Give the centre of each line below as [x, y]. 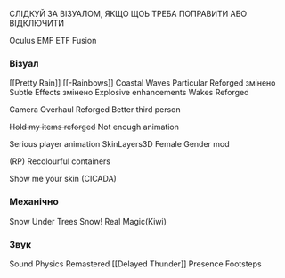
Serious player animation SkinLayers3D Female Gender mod [119, 144]
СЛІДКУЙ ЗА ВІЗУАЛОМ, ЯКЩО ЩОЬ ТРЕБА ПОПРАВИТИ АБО [128, 14]
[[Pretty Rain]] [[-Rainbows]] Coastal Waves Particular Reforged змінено [142, 83]
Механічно [34, 202]
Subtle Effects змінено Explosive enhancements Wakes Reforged [129, 93]
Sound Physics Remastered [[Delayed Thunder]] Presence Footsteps [135, 264]
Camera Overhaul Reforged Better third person [95, 110]
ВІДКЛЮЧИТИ [37, 23]
